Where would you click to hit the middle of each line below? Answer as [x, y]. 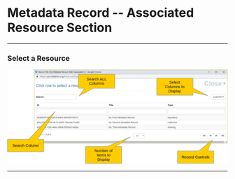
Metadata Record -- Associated [101, 13]
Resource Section [60, 28]
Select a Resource [38, 58]
